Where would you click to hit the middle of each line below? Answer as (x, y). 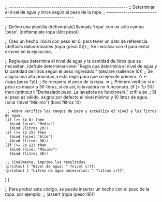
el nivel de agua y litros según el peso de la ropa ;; (55, 12)
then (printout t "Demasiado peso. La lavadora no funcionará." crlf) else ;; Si (81, 92)
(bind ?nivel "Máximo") (33, 150)
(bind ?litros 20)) (29, 128)
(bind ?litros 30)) (29, 141)
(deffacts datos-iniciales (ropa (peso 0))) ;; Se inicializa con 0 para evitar (77, 46)
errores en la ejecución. (29, 51)
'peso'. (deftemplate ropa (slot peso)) (42, 32)
